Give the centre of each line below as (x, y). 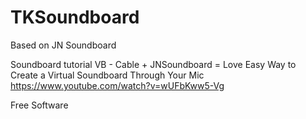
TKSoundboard (75, 17)
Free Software (39, 105)
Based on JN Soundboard (63, 45)
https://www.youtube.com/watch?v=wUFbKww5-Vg (117, 85)
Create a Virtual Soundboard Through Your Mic (107, 75)
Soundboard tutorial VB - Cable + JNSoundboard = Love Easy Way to (153, 64)
